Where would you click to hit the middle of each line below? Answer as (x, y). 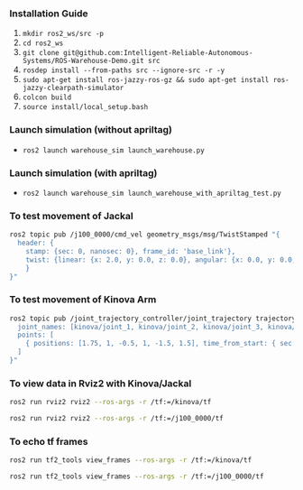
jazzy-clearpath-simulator (73, 88)
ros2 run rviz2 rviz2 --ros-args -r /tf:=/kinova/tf (110, 402)
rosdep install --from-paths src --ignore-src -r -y (124, 70)
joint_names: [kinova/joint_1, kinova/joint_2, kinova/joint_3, (141, 327)
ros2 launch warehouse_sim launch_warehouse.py (113, 150)
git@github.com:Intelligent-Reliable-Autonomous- (158, 53)
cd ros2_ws (43, 43)
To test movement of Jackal (71, 216)
